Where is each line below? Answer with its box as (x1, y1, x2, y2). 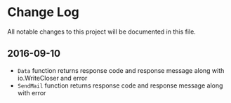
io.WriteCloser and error (17, 74, 88, 82)
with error (17, 88, 46, 97)
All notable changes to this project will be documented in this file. (7, 27, 197, 36)
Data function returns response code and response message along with (17, 66, 225, 74)
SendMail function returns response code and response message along (17, 81, 223, 90)
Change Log (7, 4, 79, 20)
